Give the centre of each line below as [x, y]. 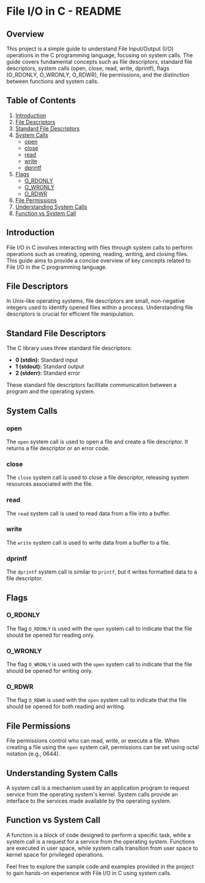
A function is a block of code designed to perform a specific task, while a [99, 835]
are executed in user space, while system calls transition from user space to [102, 848]
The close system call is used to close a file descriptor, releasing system [98, 478]
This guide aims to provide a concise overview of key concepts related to [99, 260]
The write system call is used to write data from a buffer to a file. [88, 542]
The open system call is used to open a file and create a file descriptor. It [97, 442]
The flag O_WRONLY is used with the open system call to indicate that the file [99, 664]
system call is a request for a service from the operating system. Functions [101, 841]
